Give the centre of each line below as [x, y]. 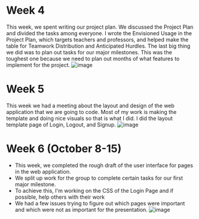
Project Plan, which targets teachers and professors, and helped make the [97, 39]
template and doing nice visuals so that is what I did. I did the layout [90, 118]
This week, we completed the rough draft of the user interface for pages [104, 165]
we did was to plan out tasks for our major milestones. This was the [89, 52]
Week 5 [25, 89]
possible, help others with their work [60, 197]
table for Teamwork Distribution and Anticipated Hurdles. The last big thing [98, 46]
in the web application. [43, 171]
